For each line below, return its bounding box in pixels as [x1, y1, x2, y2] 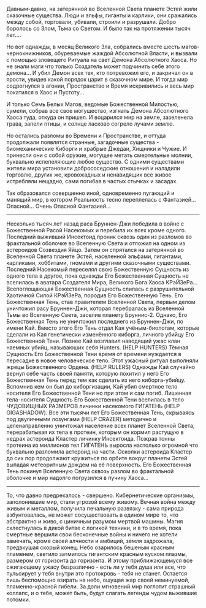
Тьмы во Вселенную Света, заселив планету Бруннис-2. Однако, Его [6, 311, 188, 318]
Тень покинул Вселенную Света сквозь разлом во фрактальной [6, 468, 174, 474]
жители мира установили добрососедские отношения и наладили [6, 165, 180, 172]
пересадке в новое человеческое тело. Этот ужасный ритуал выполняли [6, 357, 199, 364]
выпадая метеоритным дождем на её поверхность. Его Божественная [6, 461, 192, 468]
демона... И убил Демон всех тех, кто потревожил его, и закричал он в [6, 69, 194, 76]
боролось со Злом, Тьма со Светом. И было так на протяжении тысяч [6, 25, 191, 32]
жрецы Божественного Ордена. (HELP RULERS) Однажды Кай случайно [6, 363, 195, 370]
